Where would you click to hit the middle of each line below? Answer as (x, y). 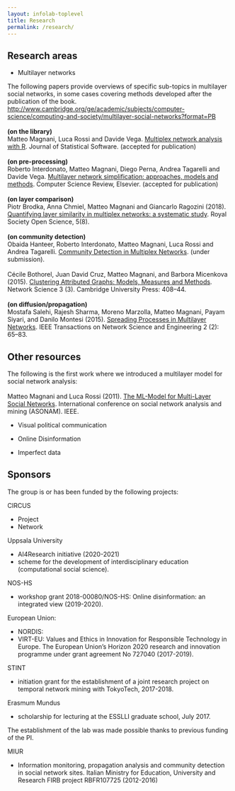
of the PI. (21, 737)
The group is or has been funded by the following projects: (93, 492)
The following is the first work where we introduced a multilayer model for (115, 374)
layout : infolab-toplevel (45, 14)
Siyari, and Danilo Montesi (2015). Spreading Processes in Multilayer (107, 320)
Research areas (42, 56)
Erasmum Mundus (34, 703)
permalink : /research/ (41, 27)
